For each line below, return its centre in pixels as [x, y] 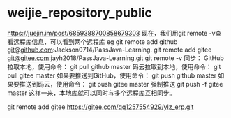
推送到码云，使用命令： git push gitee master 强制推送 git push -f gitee [121, 84]
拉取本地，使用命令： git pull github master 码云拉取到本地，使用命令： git [114, 66]
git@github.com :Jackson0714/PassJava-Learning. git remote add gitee [110, 50]
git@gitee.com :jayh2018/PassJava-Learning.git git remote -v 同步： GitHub [116, 58]
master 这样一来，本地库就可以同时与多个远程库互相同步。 [91, 93]
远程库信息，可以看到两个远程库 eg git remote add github [95, 42]
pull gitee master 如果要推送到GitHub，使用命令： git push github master [112, 75]
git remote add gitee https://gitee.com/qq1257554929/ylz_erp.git [100, 107]
